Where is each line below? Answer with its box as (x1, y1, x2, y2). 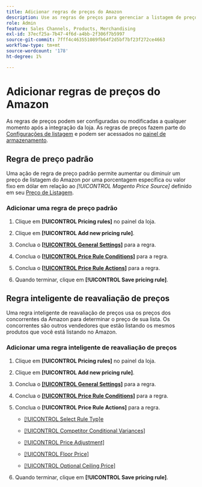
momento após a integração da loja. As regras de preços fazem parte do (6, 124, 186, 131)
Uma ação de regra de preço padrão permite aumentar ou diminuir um (6, 170, 180, 177)
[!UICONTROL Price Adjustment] (23, 438, 105, 446)
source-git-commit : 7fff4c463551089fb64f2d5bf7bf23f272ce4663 (6, 37, 165, 43)
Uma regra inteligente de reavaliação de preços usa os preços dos (6, 309, 171, 316)
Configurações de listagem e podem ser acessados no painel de (6, 130, 167, 137)
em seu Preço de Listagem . (6, 189, 74, 196)
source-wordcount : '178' (6, 48, 69, 54)
